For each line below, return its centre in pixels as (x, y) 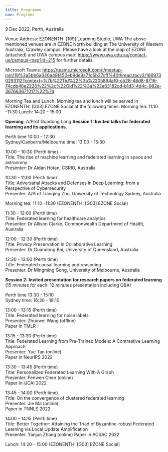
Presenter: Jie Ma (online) (32, 403)
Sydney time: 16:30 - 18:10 (32, 300)
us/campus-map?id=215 (30, 60)
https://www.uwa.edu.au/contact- (113, 55)
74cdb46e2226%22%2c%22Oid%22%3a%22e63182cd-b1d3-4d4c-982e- (83, 86)
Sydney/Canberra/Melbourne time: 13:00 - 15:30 (55, 142)
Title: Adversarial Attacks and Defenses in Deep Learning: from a (72, 183)
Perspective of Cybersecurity (36, 188)
